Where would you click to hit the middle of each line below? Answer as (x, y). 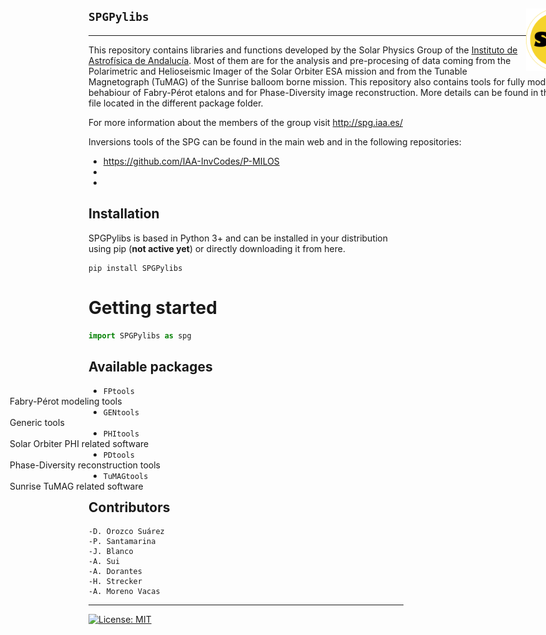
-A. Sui (104, 562)
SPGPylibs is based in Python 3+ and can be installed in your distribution (238, 238)
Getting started (153, 307)
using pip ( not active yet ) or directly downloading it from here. (217, 248)
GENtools (121, 413)
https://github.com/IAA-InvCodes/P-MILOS (191, 161)
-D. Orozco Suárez (126, 532)
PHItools (121, 434)
